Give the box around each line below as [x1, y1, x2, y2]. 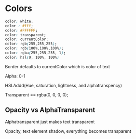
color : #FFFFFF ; [5, 28, 38, 33]
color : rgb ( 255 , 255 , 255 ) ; [5, 42, 57, 46]
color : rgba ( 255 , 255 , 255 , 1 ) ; [5, 50, 66, 56]
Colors [5, 3, 32, 14]
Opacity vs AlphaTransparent [5, 106, 95, 114]
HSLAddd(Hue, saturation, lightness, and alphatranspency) [5, 82, 122, 88]
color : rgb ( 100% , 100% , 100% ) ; [5, 46, 64, 51]
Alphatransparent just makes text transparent [5, 119, 95, 124]
